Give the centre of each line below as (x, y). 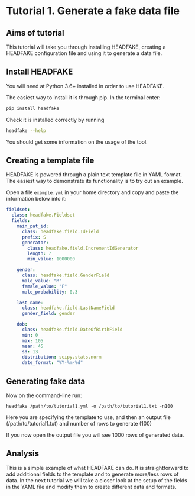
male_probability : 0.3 (50, 292)
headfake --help (26, 131)
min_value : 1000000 (51, 259)
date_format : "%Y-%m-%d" (52, 363)
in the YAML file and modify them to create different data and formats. (91, 487)
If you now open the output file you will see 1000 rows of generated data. (95, 435)
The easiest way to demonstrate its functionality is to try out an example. (95, 181)
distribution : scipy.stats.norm (61, 357)
